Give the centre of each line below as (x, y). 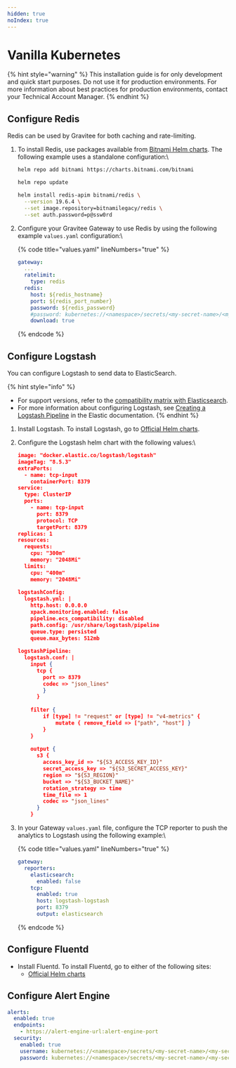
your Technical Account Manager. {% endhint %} (78, 97)
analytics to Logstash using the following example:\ (92, 836)
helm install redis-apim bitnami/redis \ (79, 195)
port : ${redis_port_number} (71, 301)
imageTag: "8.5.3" (44, 462)
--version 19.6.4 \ (53, 202)
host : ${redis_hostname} (67, 295)
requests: (38, 547)
